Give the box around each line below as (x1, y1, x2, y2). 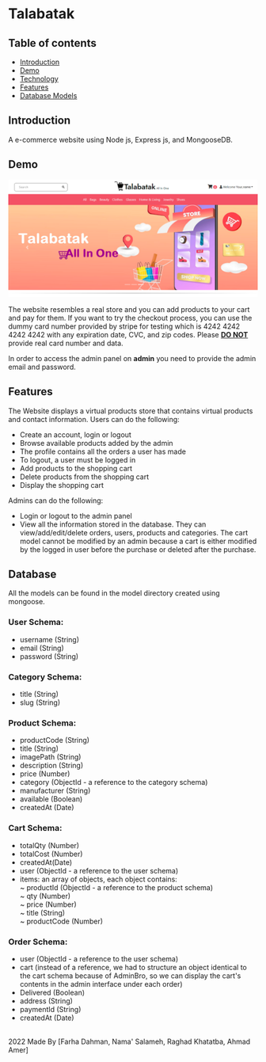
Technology (19, 74, 59, 83)
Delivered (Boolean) (19, 988, 85, 997)
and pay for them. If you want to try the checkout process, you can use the (8, 313, 253, 322)
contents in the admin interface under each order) (19, 979, 184, 988)
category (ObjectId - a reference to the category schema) (19, 778, 208, 787)
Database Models (19, 91, 78, 100)
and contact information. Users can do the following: (8, 414, 180, 424)
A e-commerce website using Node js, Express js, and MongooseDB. (8, 135, 234, 144)
